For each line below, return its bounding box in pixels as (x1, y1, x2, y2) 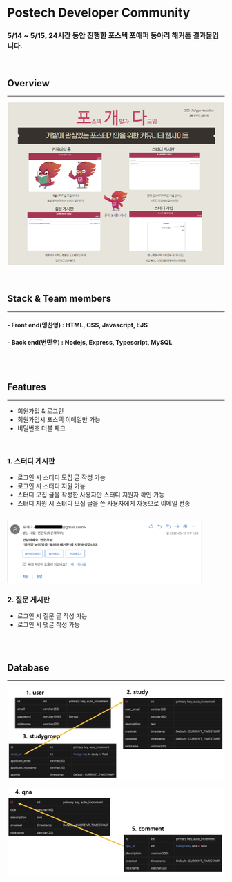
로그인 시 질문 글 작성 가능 (17, 612, 88, 620)
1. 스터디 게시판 (7, 457, 55, 466)
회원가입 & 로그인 (17, 407, 64, 415)
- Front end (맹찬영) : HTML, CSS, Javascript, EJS (7, 321, 148, 329)
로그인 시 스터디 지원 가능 (17, 482, 86, 490)
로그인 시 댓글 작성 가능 (17, 620, 81, 629)
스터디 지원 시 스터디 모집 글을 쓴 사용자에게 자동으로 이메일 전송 (17, 499, 191, 508)
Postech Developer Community (7, 5, 191, 21)
